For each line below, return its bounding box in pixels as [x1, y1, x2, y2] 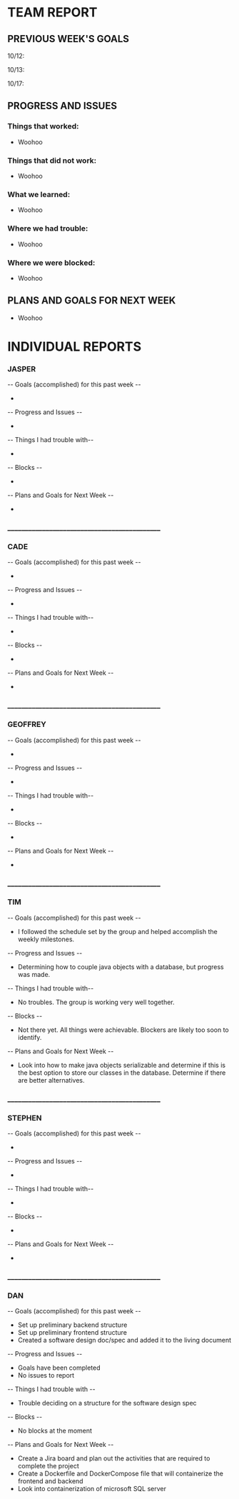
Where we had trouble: [7, 224, 88, 234]
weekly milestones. [17, 935, 75, 943]
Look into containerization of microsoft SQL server [17, 1485, 166, 1493]
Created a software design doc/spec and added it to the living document [17, 1336, 232, 1345]
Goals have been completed [17, 1363, 101, 1372]
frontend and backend [17, 1477, 83, 1485]
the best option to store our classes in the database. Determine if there [17, 1068, 226, 1077]
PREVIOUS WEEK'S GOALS [7, 33, 130, 45]
